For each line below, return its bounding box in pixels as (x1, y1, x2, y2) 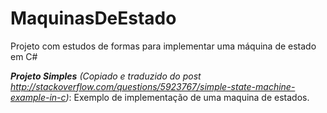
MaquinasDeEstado (10, 7, 177, 30)
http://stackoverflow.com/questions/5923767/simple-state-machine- (10, 80, 296, 92)
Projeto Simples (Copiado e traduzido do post (10, 70, 202, 82)
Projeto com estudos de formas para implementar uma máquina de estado (10, 40, 317, 52)
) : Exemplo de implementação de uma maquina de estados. (65, 91, 310, 103)
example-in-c (10, 91, 67, 103)
